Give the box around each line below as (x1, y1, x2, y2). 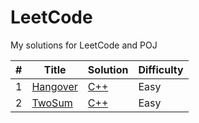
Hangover (31, 79, 78, 93)
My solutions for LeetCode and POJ (10, 39, 158, 51)
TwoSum (31, 96, 73, 110)
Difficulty (138, 62, 184, 76)
